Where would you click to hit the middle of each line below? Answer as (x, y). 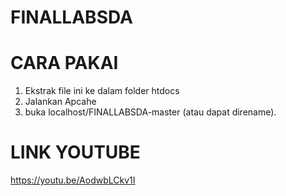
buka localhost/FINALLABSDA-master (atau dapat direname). (150, 112)
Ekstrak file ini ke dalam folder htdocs (102, 91)
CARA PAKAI (64, 63)
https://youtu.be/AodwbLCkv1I (73, 180)
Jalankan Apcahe (60, 102)
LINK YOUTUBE (75, 152)
